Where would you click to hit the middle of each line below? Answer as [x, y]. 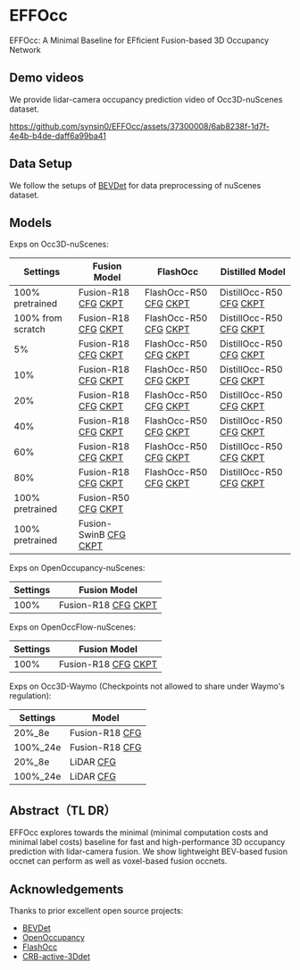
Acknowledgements [67, 889]
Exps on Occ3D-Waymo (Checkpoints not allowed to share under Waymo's [147, 686]
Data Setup [41, 164]
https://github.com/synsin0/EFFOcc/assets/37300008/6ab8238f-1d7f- [140, 126]
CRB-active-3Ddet [56, 956]
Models [30, 223]
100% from [38, 318]
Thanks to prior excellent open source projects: [96, 911]
